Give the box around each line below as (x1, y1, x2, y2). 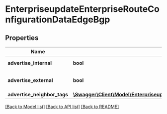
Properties (5, 34, 39, 42)
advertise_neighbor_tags (7, 91, 69, 98)
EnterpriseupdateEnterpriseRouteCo (5, 3, 160, 15)
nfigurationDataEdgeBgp (5, 14, 110, 25)
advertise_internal (7, 60, 52, 66)
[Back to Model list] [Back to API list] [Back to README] (5, 104, 119, 110)
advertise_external (7, 77, 53, 83)
